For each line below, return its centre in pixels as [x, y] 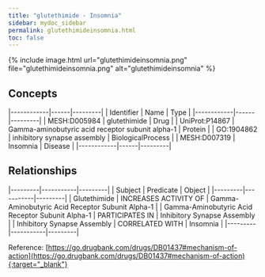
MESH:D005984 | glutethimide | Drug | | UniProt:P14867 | [141, 121]
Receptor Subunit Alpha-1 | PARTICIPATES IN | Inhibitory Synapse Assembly [132, 215]
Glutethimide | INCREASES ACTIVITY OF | [141, 198]
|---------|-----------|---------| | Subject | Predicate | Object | [109, 190]
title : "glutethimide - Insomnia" [65, 15]
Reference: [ [28, 247]
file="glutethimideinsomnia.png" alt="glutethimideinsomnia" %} [112, 69]
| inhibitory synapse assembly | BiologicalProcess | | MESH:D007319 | [122, 138]
